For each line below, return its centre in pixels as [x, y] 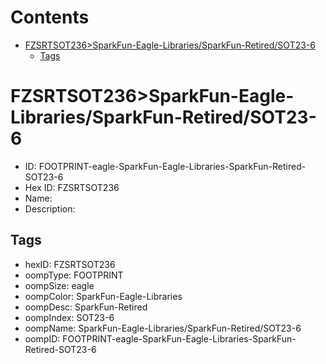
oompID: [42, 338]
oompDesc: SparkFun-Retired [86, 307]
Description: [50, 208]
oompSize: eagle [59, 285]
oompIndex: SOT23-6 [69, 317]
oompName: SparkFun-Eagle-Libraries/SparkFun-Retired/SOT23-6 [163, 328]
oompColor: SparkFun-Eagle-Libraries [103, 296]
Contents [50, 17]
